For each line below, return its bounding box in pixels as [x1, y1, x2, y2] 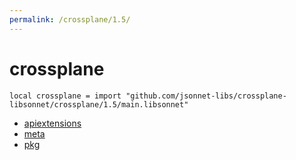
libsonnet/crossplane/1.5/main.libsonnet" [9, 99, 189, 110]
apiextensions [23, 117, 82, 129]
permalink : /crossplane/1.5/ [9, 14, 131, 25]
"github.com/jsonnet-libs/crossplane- [125, 91, 287, 101]
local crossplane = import [9, 91, 122, 101]
